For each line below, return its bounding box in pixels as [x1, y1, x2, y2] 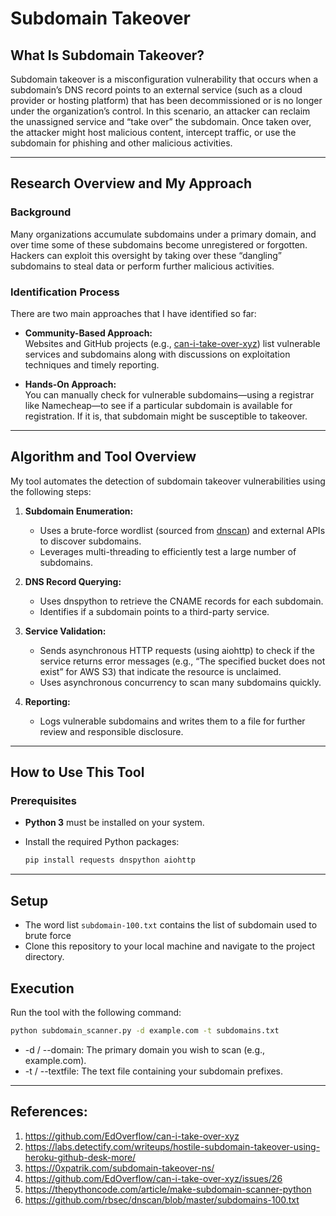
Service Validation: [24, 625, 107, 637]
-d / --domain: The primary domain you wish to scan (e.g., [24, 1043, 266, 1056]
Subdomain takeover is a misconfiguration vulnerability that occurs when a [10, 73, 318, 85]
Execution [10, 980, 75, 997]
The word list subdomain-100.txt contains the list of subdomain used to [24, 919, 318, 931]
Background [10, 205, 72, 219]
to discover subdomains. [39, 535, 142, 547]
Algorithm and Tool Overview [10, 448, 197, 466]
